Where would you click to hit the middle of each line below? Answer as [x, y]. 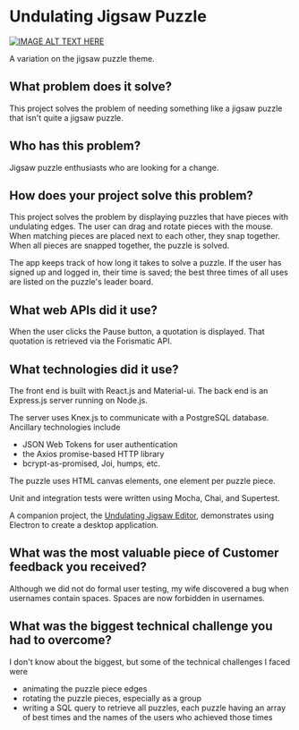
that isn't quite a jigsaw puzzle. [66, 117]
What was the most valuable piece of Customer [144, 553]
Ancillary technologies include [65, 427]
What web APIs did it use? [84, 310]
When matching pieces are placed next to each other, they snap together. [145, 236]
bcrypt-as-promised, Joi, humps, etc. [91, 463]
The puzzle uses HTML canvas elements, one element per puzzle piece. [142, 481]
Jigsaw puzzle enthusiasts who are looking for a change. [114, 167]
